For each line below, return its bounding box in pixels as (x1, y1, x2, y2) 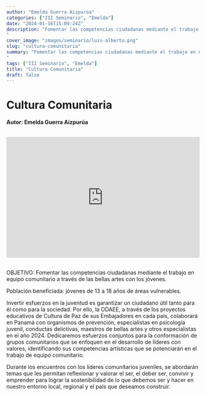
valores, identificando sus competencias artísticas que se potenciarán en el (6, 345, 197, 352)
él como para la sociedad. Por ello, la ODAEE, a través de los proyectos (6, 306, 186, 313)
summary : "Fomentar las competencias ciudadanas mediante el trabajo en (6, 49, 196, 55)
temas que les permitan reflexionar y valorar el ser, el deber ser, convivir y (6, 370, 194, 378)
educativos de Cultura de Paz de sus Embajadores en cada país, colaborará (6, 313, 198, 320)
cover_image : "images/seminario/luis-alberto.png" (6, 37, 139, 44)
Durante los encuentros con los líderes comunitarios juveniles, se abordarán (6, 363, 199, 371)
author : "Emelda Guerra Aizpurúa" (6, 9, 95, 15)
